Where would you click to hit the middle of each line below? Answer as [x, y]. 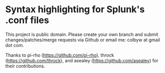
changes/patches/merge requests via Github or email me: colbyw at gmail [83, 40]
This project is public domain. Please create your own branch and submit [82, 34]
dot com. [15, 45]
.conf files [27, 20]
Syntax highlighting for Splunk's [75, 9]
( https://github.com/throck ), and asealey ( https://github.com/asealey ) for [82, 60]
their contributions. [25, 66]
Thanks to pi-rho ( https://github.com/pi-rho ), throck [60, 55]
